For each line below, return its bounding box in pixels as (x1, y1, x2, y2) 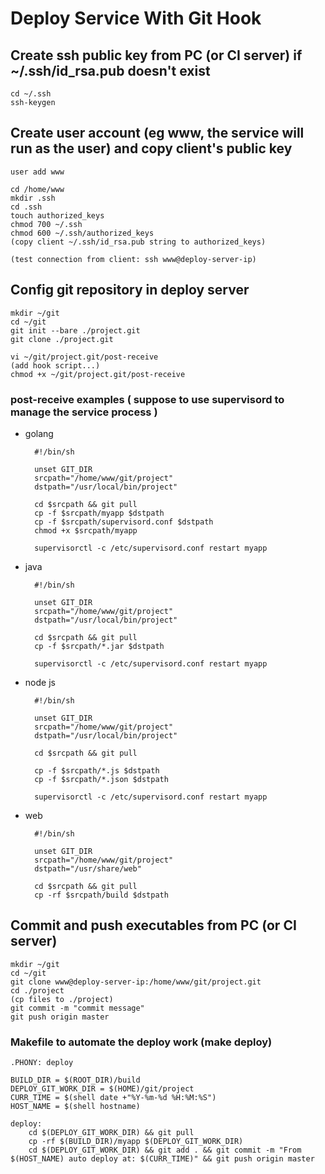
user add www (10, 167, 65, 177)
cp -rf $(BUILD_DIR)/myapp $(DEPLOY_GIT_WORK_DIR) (28, 1137, 244, 1147)
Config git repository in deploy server (10, 282, 250, 299)
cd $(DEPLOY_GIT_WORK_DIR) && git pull (28, 1128, 195, 1138)
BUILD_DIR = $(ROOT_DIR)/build (10, 1075, 141, 1086)
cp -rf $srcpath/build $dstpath (34, 890, 169, 900)
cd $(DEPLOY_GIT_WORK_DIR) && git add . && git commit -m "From (28, 1145, 302, 1156)
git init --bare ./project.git (10, 325, 141, 336)
